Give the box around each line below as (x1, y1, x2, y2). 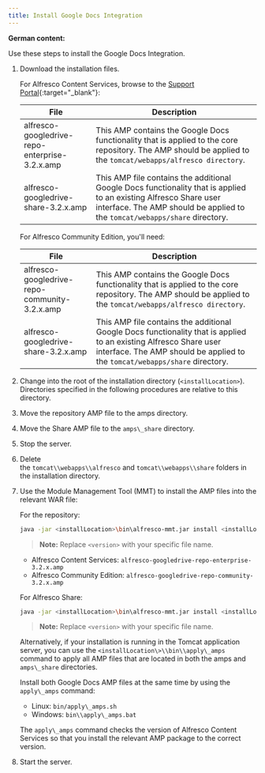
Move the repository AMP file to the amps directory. (19, 408, 188, 417)
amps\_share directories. (19, 662, 98, 672)
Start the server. (19, 757, 73, 767)
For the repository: (19, 510, 80, 519)
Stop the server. (19, 439, 73, 448)
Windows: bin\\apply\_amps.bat (31, 710, 136, 719)
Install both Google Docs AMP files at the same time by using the (19, 677, 231, 688)
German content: (8, 33, 65, 43)
